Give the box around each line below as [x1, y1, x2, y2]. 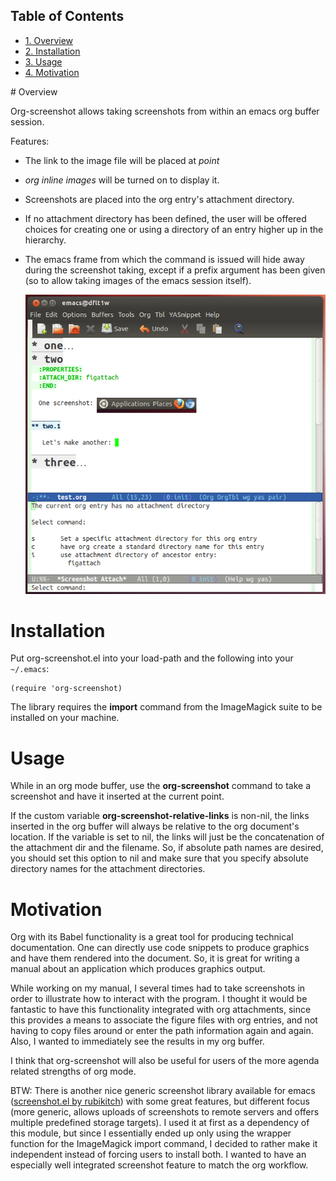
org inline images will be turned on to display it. [24, 174, 220, 186]
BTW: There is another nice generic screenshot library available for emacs [10, 1085, 316, 1097]
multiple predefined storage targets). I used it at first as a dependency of [10, 1117, 310, 1129]
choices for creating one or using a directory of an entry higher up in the [24, 223, 324, 235]
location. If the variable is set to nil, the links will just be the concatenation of [10, 831, 325, 843]
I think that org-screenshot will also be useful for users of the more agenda [10, 1055, 320, 1067]
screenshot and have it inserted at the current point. [10, 790, 225, 803]
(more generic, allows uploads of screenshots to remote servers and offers [10, 1106, 320, 1118]
